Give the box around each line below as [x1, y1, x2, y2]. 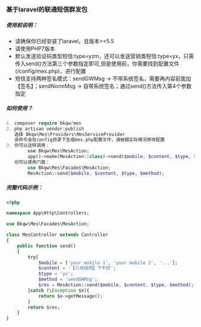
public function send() [17, 243, 77, 249]
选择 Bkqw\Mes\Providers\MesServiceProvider [14, 131, 126, 137]
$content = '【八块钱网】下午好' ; [38, 265, 117, 271]
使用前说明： [6, 21, 38, 28]
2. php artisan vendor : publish [6, 126, 84, 132]
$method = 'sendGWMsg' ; [38, 277, 98, 283]
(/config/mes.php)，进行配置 [14, 67, 87, 74]
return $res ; [28, 304, 60, 310]
